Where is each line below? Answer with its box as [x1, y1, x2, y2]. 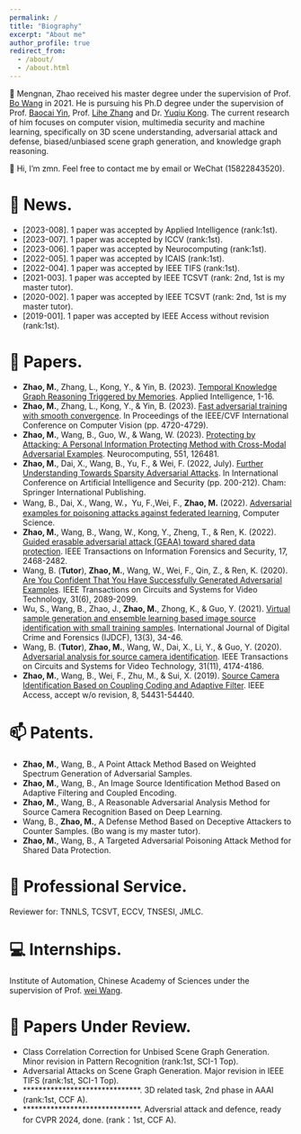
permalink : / [9, 13, 58, 23]
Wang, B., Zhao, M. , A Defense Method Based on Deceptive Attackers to [22, 816, 292, 827]
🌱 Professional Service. [9, 875, 188, 896]
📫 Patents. [9, 722, 94, 743]
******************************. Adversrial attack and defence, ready [22, 1103, 281, 1114]
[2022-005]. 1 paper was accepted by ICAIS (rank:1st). [22, 253, 225, 264]
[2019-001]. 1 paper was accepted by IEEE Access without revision [22, 310, 270, 321]
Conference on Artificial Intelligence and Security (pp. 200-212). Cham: [22, 476, 287, 487]
